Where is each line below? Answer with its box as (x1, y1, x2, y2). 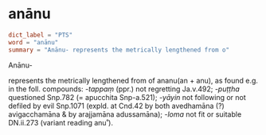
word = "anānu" (8, 38, 59, 46)
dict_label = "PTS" (8, 31, 73, 39)
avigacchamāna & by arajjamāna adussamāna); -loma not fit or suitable (8, 109, 242, 119)
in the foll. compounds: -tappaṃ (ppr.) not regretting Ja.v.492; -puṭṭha (8, 84, 241, 94)
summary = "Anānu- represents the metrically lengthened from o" (8, 45, 229, 54)
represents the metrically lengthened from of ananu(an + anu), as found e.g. (8, 75, 259, 85)
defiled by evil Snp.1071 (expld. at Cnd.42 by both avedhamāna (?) (8, 101, 225, 110)
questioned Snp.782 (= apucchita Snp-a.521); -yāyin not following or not (8, 92, 247, 102)
